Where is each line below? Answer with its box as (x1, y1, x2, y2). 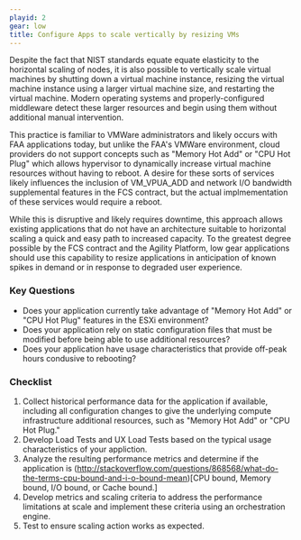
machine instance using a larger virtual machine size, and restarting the (9, 83, 275, 95)
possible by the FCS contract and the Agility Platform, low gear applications (9, 243, 290, 253)
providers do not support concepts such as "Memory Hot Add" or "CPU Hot (9, 149, 291, 160)
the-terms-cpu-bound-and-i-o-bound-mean (22, 472, 187, 483)
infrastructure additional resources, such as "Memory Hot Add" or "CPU (22, 415, 290, 426)
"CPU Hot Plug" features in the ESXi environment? (22, 315, 209, 325)
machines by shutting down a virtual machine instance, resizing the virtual (9, 74, 285, 85)
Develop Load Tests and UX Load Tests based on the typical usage (22, 434, 272, 444)
